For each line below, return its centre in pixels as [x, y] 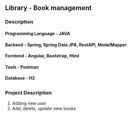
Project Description [28, 93]
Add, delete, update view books [44, 109]
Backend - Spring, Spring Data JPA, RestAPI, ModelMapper [66, 45]
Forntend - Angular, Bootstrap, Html [42, 56]
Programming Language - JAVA [38, 33]
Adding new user [29, 103]
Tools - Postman [22, 67]
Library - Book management [48, 8]
